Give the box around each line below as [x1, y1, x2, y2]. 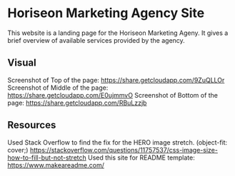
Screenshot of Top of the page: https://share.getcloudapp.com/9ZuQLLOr [7, 76, 225, 84]
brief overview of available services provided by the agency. [7, 36, 186, 44]
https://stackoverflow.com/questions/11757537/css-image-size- [29, 145, 218, 154]
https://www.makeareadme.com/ [7, 160, 105, 169]
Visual [7, 57, 37, 69]
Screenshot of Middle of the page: [7, 83, 109, 92]
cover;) [7, 145, 29, 154]
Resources [7, 119, 56, 131]
